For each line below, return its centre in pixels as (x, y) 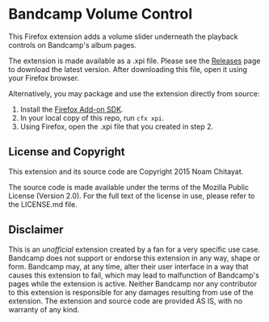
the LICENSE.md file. (43, 204)
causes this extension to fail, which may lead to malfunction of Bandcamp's (134, 275)
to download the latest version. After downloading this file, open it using (128, 69)
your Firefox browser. (44, 78)
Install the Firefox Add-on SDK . (71, 109)
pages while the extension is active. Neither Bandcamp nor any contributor (133, 283)
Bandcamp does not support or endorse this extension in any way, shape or (134, 258)
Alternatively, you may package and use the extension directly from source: (134, 93)
